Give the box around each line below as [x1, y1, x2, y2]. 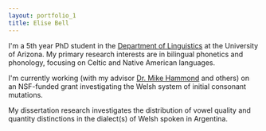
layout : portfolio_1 [8, 11, 77, 20]
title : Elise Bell [8, 19, 69, 27]
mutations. [8, 90, 44, 99]
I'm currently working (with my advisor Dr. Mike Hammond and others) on [8, 73, 249, 83]
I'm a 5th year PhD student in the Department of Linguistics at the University [8, 40, 259, 50]
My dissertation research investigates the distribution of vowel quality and [8, 105, 251, 115]
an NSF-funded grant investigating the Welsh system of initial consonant [8, 81, 247, 91]
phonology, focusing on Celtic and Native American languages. [8, 57, 216, 67]
